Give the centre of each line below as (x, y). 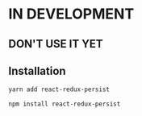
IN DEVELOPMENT (71, 14)
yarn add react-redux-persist (59, 89)
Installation (37, 70)
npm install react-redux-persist (65, 104)
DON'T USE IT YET (56, 44)
